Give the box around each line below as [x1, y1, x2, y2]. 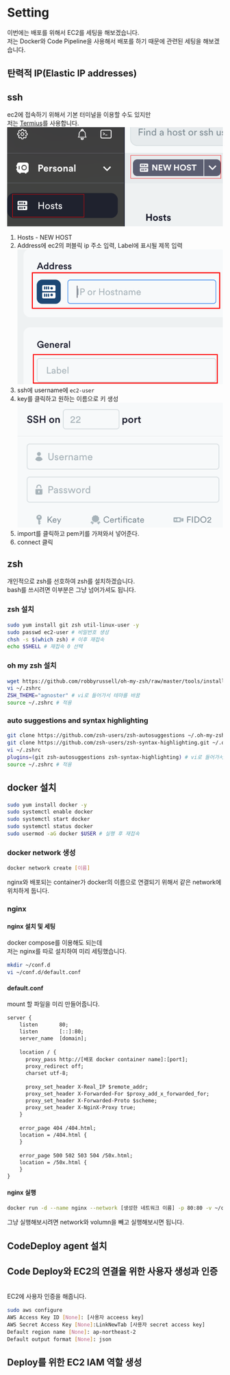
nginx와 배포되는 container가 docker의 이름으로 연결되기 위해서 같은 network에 [7, 878, 222, 887]
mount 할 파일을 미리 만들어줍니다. [7, 1000, 101, 1008]
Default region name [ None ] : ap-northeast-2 [7, 1329, 136, 1336]
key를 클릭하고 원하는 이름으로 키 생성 [16, 394, 118, 402]
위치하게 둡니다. [7, 887, 50, 895]
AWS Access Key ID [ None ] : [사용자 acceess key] [7, 1314, 144, 1321]
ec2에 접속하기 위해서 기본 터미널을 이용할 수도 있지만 [7, 111, 151, 119]
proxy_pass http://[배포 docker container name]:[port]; [25, 1056, 188, 1063]
